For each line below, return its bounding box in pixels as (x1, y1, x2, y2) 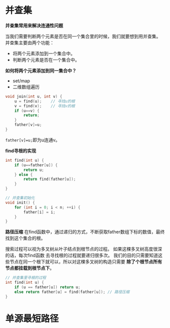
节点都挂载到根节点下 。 (5, 265, 54, 271)
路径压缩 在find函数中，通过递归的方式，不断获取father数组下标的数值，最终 (5, 229, 165, 235)
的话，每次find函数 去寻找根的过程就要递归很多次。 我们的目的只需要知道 (5, 252, 158, 258)
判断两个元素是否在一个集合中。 (12, 56, 80, 63)
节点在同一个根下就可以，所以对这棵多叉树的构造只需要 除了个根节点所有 (9, 259, 162, 265)
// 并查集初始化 (5, 195, 35, 201)
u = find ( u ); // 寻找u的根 (14, 99, 75, 104)
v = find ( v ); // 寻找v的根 (14, 103, 75, 108)
